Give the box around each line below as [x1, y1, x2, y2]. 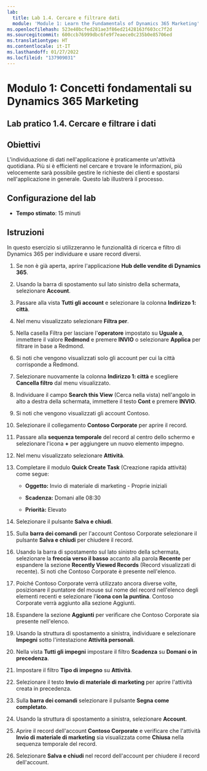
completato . [15, 703, 48, 710]
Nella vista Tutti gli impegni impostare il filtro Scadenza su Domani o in [15, 648, 197, 655]
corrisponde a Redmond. [15, 361, 79, 368]
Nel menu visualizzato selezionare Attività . [15, 452, 125, 459]
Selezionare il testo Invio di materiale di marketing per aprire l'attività [15, 678, 192, 686]
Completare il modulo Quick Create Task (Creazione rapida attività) [15, 463, 187, 471]
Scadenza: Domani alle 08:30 [25, 494, 101, 501]
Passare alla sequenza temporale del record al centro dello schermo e [15, 433, 195, 440]
